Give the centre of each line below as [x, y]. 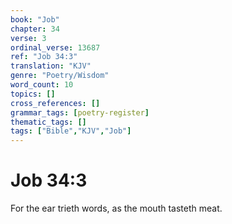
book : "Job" [35, 19]
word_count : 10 [42, 85]
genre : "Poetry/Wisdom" [60, 76]
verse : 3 [28, 38]
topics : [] [33, 94]
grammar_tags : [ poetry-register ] [80, 112]
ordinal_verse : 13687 [55, 47]
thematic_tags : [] [48, 122]
